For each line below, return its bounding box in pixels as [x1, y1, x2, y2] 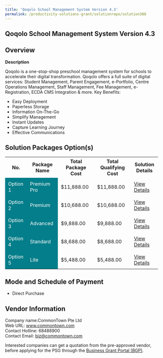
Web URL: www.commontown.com [5, 323, 75, 328]
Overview [5, 46, 35, 54]
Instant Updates [12, 119, 44, 125]
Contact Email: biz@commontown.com [5, 333, 83, 339]
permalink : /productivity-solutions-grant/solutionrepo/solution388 [5, 12, 147, 17]
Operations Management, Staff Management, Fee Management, [5, 84, 132, 90]
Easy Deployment [12, 98, 48, 104]
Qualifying [100, 164, 125, 170]
